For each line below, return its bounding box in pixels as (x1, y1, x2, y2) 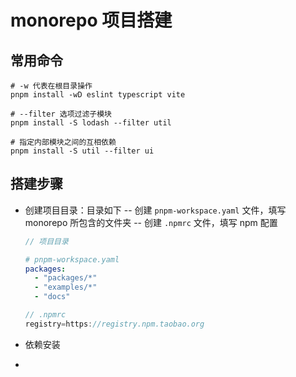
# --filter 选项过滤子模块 (10, 109, 112, 119)
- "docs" (34, 292, 71, 302)
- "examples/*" (34, 282, 98, 293)
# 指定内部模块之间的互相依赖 (10, 137, 117, 147)
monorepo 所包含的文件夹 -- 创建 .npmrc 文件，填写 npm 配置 (24, 216, 278, 228)
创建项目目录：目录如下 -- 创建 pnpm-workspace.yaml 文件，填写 (24, 204, 287, 216)
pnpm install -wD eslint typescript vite (10, 90, 186, 100)
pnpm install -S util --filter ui (10, 146, 155, 156)
